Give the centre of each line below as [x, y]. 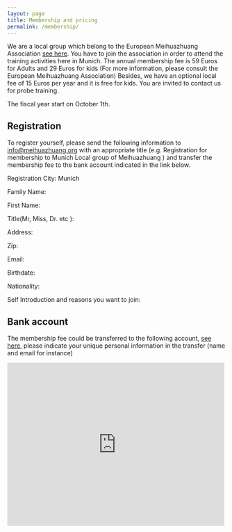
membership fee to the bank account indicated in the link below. [99, 165]
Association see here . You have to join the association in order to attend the [115, 54]
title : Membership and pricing [52, 20]
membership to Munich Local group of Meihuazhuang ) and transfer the [110, 158]
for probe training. [33, 90]
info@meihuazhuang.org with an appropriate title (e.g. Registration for [107, 150]
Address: [20, 232]
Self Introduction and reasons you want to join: [74, 300]
